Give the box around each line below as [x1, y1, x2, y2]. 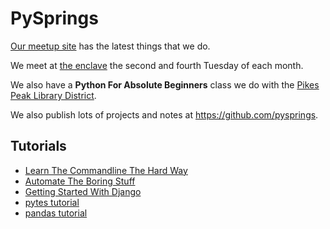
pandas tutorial [24, 207, 88, 219]
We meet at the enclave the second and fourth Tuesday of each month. [10, 59, 304, 71]
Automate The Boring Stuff [24, 175, 136, 187]
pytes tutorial [24, 196, 80, 208]
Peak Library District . [10, 89, 97, 101]
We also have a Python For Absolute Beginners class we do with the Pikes [10, 78, 320, 91]
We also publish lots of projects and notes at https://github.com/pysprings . [10, 108, 319, 121]
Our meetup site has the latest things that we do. [10, 40, 211, 52]
